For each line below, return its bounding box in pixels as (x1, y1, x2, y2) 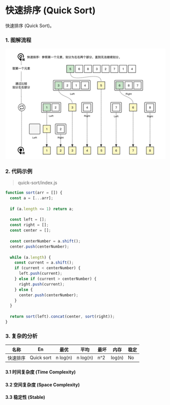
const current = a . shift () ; (14, 260, 74, 266)
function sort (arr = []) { (5, 190, 63, 196)
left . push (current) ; (18, 271, 63, 276)
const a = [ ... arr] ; (10, 195, 53, 201)
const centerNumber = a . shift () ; (10, 239, 81, 244)
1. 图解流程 (5, 36, 32, 43)
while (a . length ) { (10, 255, 51, 260)
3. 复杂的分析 (5, 332, 38, 340)
